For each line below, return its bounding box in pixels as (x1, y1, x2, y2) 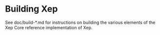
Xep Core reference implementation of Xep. (5, 24, 93, 30)
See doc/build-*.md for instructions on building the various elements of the (5, 19, 156, 25)
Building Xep (5, 3, 58, 15)
